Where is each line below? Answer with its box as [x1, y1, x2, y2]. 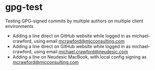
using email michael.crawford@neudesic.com [34, 49, 128, 55]
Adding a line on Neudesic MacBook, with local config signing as [12, 54, 147, 60]
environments [5, 23, 34, 29]
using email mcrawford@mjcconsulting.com [34, 38, 125, 44]
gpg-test [5, 1, 43, 13]
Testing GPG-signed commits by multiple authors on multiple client [5, 18, 143, 24]
